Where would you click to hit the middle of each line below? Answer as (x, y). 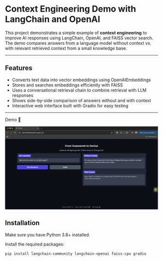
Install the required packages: (35, 244)
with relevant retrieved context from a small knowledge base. (66, 48)
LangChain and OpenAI (53, 19)
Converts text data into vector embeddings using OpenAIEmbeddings (81, 80)
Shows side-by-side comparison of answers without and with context (81, 100)
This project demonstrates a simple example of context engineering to (76, 33)
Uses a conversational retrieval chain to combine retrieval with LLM (79, 90)
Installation (22, 223)
